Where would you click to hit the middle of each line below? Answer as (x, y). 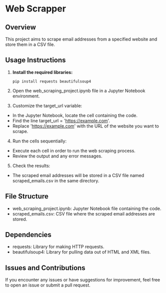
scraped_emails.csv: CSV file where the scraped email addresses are (83, 213)
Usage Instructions (35, 60)
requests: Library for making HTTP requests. (58, 247)
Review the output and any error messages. (57, 156)
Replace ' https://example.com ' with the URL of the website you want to (85, 126)
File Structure (27, 196)
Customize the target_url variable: (47, 105)
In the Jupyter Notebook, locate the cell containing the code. (75, 115)
